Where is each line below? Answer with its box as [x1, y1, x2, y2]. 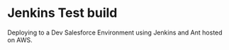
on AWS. [7, 35, 33, 44]
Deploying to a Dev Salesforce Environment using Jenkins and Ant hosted [7, 28, 223, 37]
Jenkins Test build [7, 5, 118, 21]
